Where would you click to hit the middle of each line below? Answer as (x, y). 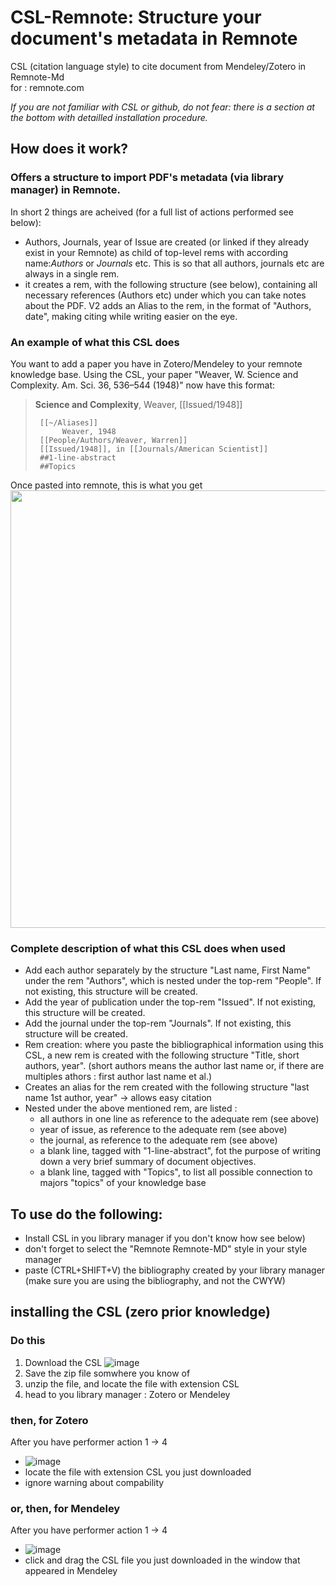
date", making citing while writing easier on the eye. (131, 316)
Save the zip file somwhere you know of (107, 1373)
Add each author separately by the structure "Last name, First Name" (167, 970)
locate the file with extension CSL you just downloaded (138, 1472)
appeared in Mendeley (71, 1571)
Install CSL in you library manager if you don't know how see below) (165, 1238)
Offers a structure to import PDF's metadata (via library (147, 178)
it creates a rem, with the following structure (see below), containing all (171, 284)
